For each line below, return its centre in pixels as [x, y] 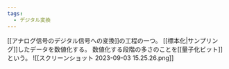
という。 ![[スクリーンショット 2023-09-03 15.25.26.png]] [91, 58]
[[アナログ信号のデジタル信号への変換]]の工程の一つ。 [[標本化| [98, 40]
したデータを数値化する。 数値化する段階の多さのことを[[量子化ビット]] [120, 49]
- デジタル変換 [32, 20]
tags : [15, 13]
